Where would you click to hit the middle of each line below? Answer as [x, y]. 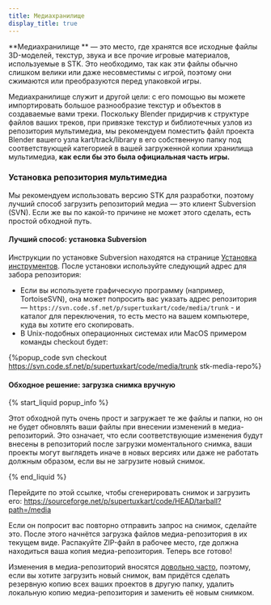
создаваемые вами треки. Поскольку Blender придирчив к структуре [129, 113]
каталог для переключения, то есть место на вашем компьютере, [134, 316]
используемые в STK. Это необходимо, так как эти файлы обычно [123, 63]
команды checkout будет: [64, 342]
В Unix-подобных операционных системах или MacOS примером [133, 333]
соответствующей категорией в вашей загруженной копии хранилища [131, 148]
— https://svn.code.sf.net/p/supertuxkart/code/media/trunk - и [130, 307]
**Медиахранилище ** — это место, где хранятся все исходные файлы [133, 46]
